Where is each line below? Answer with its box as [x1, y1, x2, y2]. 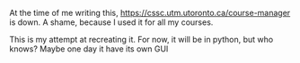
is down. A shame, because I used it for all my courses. [9, 17, 214, 28]
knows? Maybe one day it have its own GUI [9, 43, 169, 54]
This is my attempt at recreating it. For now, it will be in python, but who [9, 35, 274, 44]
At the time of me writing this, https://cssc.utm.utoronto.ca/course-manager [9, 8, 291, 18]
